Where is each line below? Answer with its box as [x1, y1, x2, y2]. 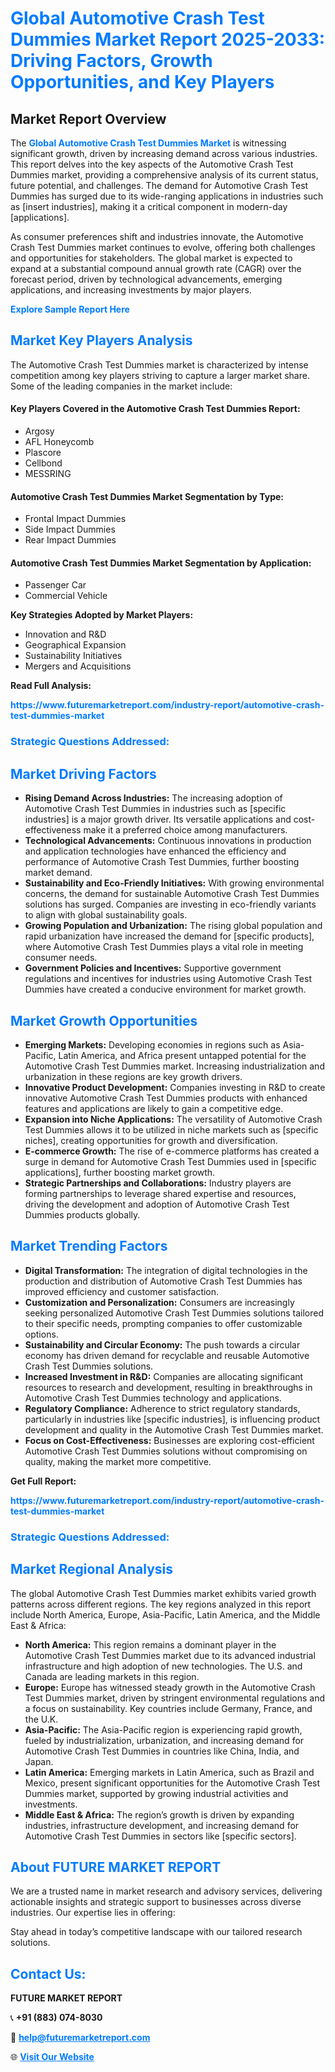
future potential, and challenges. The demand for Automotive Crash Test [10, 180, 309, 191]
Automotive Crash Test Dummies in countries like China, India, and [24, 1745, 300, 1757]
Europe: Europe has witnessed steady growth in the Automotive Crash [24, 1681, 316, 1693]
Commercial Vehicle [24, 590, 108, 602]
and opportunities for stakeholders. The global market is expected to [10, 252, 293, 264]
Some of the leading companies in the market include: [10, 380, 233, 392]
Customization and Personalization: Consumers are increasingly [24, 1296, 295, 1308]
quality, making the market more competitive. [24, 1455, 212, 1467]
